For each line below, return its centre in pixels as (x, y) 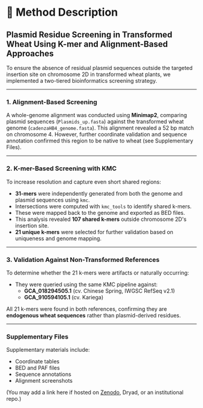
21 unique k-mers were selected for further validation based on (94, 232)
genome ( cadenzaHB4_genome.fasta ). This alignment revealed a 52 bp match (100, 128)
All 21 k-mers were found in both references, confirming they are (87, 309)
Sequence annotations (43, 374)
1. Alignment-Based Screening (52, 102)
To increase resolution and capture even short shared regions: (84, 182)
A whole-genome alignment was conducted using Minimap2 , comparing (97, 115)
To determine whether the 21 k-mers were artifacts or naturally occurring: (98, 273)
